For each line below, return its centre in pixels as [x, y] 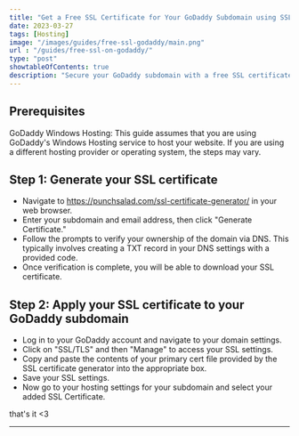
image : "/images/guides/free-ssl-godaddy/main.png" [107, 42]
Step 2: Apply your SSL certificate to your [127, 305]
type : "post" [33, 59]
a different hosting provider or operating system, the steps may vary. [135, 151]
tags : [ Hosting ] [39, 34]
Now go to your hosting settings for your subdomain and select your [147, 387]
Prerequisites [47, 112]
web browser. [47, 211]
